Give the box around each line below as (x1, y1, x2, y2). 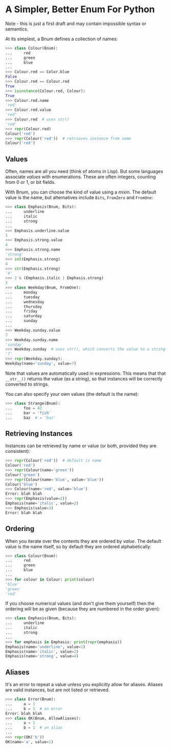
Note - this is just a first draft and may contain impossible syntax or (5, 20, 146, 27)
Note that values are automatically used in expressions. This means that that (5, 370, 166, 376)
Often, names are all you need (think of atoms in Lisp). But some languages (5, 168, 163, 175)
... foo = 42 (5, 405, 42, 410)
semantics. (5, 26, 29, 32)
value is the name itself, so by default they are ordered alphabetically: (5, 543, 152, 549)
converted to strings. (5, 381, 50, 387)
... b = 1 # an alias (5, 725, 63, 731)
